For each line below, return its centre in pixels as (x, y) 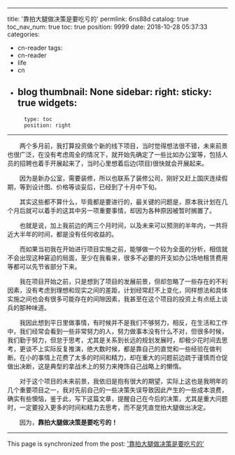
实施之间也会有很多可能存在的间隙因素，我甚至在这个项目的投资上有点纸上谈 (117, 299)
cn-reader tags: (40, 48)
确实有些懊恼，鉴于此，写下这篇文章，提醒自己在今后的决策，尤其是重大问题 (117, 398)
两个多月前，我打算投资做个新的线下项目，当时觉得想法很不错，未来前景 (123, 146)
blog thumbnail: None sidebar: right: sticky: (114, 92)
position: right (48, 125)
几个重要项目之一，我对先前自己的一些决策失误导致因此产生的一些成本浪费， (117, 390)
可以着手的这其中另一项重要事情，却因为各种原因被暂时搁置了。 (123, 210)
